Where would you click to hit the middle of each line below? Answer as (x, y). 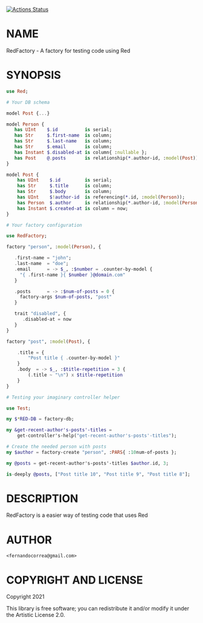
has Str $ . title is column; (65, 186)
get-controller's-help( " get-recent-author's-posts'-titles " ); (97, 436)
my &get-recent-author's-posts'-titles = (59, 430)
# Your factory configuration (44, 225)
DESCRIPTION (42, 498)
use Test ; (19, 408)
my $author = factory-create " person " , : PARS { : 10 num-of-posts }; (92, 452)
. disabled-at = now (47, 319)
